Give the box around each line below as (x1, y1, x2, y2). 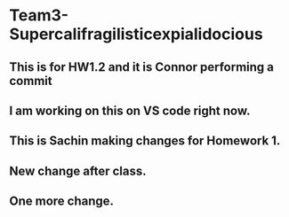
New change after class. (9, 163, 147, 178)
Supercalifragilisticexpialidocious (9, 24, 264, 44)
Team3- (9, 5, 69, 26)
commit (9, 73, 52, 89)
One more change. (9, 194, 114, 209)
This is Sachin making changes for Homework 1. (9, 134, 281, 149)
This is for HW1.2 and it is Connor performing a (9, 59, 274, 74)
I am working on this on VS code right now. (9, 103, 251, 118)
